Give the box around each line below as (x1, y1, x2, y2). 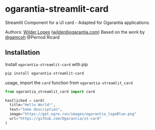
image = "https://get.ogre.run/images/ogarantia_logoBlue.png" (9, 111, 137, 117)
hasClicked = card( (5, 98, 45, 103)
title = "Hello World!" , (9, 103, 56, 108)
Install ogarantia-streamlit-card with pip (5, 61, 88, 67)
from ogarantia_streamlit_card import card (5, 89, 95, 94)
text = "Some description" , (9, 107, 63, 112)
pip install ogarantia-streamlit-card (5, 71, 84, 76)
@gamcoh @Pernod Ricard (5, 34, 60, 40)
